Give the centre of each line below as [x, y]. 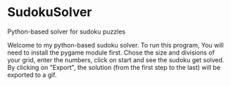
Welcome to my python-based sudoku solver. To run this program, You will [115, 45]
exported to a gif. [32, 75]
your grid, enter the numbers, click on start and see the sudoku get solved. [116, 59]
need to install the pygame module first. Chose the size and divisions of [111, 52]
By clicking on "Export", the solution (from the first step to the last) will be [114, 67]
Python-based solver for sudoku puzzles [66, 31]
